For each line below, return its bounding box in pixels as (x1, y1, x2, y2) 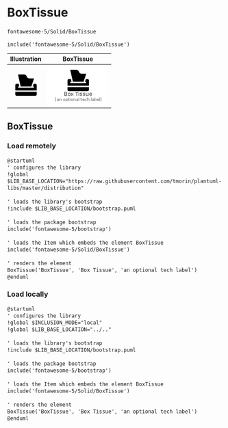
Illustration (10, 55, 42, 63)
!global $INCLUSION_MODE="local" (7, 319, 103, 326)
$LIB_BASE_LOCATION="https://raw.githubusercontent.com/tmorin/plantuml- (7, 178, 223, 185)
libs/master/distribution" (7, 185, 84, 191)
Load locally (7, 289, 49, 299)
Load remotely (7, 141, 57, 150)
